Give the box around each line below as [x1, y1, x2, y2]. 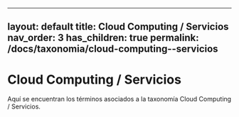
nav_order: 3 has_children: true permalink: [7, 32, 199, 44]
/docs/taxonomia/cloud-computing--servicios [7, 43, 218, 55]
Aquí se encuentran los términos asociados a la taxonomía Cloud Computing [7, 95, 232, 104]
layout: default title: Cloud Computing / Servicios [7, 21, 229, 33]
